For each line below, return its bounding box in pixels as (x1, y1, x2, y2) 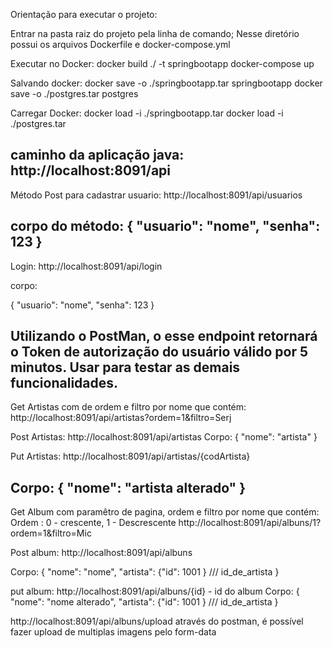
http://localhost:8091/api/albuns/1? (178, 517, 322, 529)
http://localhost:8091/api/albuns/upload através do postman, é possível (10, 615, 304, 628)
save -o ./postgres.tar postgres (10, 88, 139, 99)
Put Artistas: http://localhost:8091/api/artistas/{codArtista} (10, 450, 251, 463)
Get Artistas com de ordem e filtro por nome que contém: (10, 401, 247, 413)
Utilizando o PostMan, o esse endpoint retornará (10, 328, 318, 345)
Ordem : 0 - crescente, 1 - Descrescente (10, 517, 177, 529)
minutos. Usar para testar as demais (10, 359, 241, 376)
